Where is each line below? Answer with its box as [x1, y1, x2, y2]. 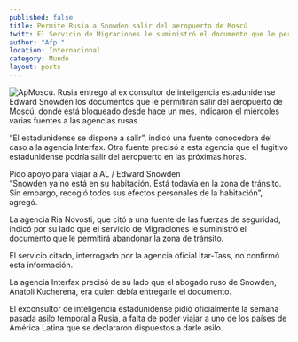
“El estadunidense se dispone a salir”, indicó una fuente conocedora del [9, 132, 272, 143]
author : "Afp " [9, 37, 66, 47]
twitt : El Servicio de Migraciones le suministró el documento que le [9, 29, 276, 38]
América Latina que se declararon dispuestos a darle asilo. [9, 322, 223, 333]
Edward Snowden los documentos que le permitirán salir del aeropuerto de [9, 96, 284, 107]
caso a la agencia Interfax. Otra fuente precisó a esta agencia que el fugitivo [9, 141, 288, 152]
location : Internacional [9, 46, 101, 55]
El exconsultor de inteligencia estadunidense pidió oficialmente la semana [9, 303, 279, 314]
